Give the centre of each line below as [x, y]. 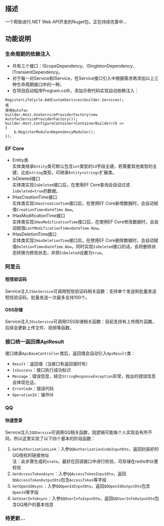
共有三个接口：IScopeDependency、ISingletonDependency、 [75, 66]
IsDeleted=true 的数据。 [36, 191]
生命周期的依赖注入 [28, 54]
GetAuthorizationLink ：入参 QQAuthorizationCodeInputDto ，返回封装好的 [85, 449]
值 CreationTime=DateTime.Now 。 [44, 209]
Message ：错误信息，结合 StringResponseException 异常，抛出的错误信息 [84, 376]
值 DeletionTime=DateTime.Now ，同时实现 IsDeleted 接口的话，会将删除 [82, 246]
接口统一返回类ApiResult [35, 342]
